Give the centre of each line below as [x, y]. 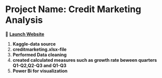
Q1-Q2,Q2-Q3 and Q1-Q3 [39, 65]
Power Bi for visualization [40, 71]
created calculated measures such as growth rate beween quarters [85, 60]
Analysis [24, 20]
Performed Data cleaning [39, 55]
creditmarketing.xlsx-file [39, 49]
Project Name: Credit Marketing [73, 9]
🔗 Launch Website [25, 34]
